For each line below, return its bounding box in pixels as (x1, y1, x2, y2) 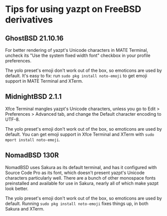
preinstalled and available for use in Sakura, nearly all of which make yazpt (5, 180, 159, 186)
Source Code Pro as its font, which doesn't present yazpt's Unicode (5, 170, 145, 176)
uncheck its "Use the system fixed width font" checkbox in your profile (5, 52, 151, 58)
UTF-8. (5, 116, 20, 122)
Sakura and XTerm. (5, 206, 45, 212)
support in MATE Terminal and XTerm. (5, 78, 83, 84)
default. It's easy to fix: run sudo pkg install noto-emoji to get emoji (5, 73, 148, 78)
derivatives (5, 14, 53, 25)
